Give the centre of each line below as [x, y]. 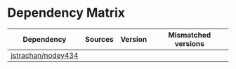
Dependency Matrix [66, 13]
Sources [99, 39]
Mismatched [190, 35]
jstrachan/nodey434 [45, 55]
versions [190, 43]
